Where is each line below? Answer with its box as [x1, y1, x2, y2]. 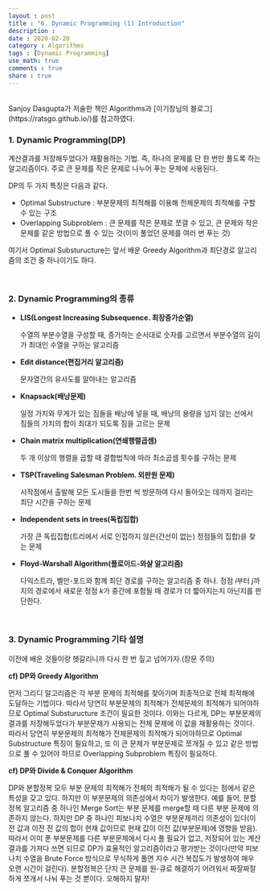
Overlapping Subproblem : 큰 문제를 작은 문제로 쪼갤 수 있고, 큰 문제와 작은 [19, 218, 259, 227]
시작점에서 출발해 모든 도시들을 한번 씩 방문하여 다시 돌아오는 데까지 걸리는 [19, 487, 255, 497]
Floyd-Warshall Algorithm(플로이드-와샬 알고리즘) [19, 559, 183, 568]
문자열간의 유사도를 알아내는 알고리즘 [19, 374, 137, 384]
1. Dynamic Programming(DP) [8, 134, 126, 145]
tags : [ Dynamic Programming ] [8, 49, 110, 57]
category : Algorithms [8, 42, 84, 50]
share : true [8, 72, 52, 80]
